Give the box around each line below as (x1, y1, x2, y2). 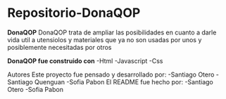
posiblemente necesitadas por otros (7, 43, 112, 51)
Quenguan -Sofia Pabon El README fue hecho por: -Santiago (34, 77, 213, 86)
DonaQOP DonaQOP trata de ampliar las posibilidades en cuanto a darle (7, 28, 217, 37)
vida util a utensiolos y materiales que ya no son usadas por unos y (7, 35, 202, 44)
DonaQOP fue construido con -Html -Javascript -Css (7, 56, 163, 65)
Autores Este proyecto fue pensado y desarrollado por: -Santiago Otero (7, 70, 215, 79)
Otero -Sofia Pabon (7, 85, 63, 93)
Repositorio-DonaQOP (7, 5, 141, 21)
